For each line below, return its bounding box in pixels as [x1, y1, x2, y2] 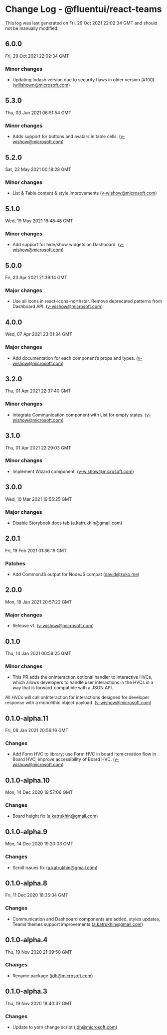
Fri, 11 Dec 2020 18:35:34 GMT [5, 892, 68, 898]
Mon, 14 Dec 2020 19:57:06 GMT [5, 789, 73, 795]
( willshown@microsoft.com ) [12, 82, 70, 88]
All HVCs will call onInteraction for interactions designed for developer [5, 694, 150, 701]
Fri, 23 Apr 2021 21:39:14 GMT [5, 275, 68, 281]
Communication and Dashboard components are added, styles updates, [12, 916, 161, 922]
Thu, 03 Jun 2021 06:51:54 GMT [5, 110, 71, 116]
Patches [5, 560, 26, 567]
